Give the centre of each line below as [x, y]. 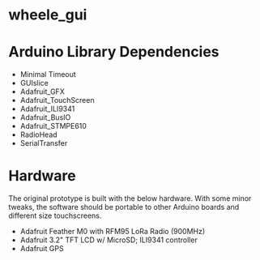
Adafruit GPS [42, 249]
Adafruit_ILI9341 [47, 109]
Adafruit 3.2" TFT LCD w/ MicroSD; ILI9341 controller [109, 240]
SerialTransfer [44, 143]
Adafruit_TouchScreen [57, 100]
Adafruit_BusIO [45, 117]
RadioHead [39, 134]
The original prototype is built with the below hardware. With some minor [130, 198]
